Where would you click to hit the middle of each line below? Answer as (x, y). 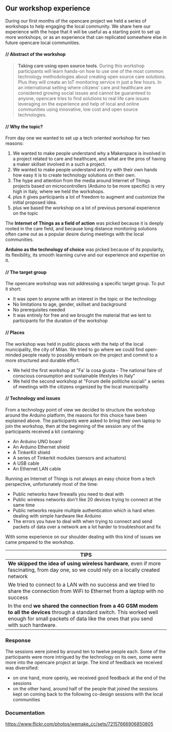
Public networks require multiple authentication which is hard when (84, 510)
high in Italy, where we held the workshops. (59, 191)
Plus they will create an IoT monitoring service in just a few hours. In (90, 82)
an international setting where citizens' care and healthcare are (84, 88)
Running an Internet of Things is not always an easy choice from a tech (80, 479)
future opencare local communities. (43, 43)
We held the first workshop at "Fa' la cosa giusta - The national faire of (87, 370)
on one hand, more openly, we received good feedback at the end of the (89, 678)
